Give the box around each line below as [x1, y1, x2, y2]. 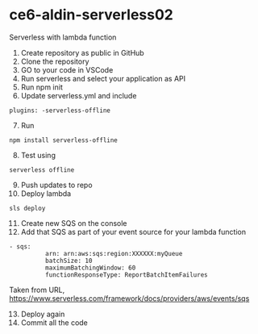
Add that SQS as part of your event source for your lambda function [20, 227, 247, 236]
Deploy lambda [20, 188, 72, 198]
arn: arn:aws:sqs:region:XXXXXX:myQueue [44, 249, 183, 257]
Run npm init [20, 82, 63, 92]
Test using [20, 150, 56, 160]
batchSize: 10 [44, 257, 93, 265]
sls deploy [9, 204, 46, 212]
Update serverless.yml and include [20, 90, 137, 100]
